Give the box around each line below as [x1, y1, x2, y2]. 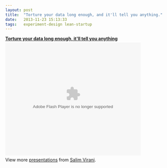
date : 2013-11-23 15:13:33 [5, 17, 67, 22]
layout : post [5, 7, 33, 13]
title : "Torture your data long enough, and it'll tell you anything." [5, 12, 163, 17]
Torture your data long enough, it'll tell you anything [5, 36, 118, 42]
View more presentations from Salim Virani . [5, 157, 96, 163]
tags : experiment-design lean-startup [5, 21, 93, 27]
